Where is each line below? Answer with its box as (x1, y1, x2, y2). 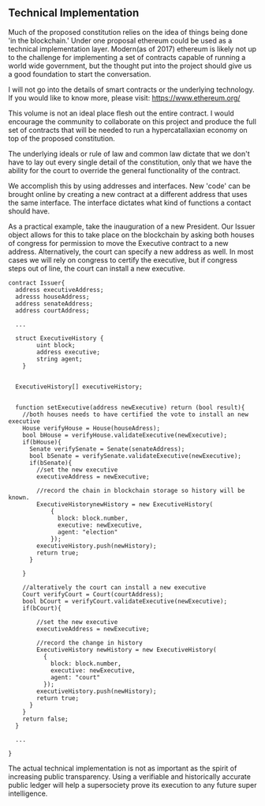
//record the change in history (36, 638, 144, 647)
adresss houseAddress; (15, 293, 90, 301)
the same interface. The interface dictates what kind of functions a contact (8, 198, 252, 207)
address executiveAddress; (15, 286, 104, 293)
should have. (8, 206, 50, 216)
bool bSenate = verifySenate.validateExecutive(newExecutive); (28, 452, 242, 460)
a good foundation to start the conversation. (8, 69, 151, 78)
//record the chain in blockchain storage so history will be (36, 486, 245, 494)
